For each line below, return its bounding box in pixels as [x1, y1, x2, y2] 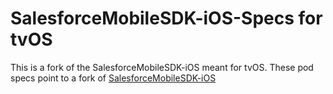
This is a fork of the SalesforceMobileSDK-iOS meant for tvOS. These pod [10, 61, 314, 73]
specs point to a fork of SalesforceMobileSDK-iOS [10, 72, 217, 84]
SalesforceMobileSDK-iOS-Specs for [10, 7, 323, 30]
